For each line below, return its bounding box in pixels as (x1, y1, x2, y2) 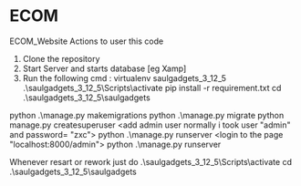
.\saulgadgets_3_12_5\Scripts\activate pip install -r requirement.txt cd (22, 82, 282, 93)
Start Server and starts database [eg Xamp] (22, 63, 187, 74)
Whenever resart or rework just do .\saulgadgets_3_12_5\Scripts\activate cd (9, 156, 292, 167)
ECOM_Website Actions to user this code (9, 36, 164, 46)
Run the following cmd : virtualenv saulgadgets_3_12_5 (22, 72, 226, 83)
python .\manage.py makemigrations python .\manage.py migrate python (9, 109, 285, 120)
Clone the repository (22, 53, 100, 64)
